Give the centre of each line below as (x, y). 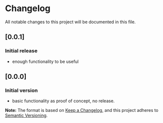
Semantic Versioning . (26, 115)
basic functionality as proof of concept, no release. (63, 101)
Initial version (21, 90)
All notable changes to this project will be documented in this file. (71, 22)
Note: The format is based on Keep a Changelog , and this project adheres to (82, 110)
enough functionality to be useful (45, 61)
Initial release (21, 51)
